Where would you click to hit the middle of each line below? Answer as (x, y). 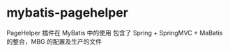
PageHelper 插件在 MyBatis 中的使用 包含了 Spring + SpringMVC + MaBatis (115, 33)
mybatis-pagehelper (67, 13)
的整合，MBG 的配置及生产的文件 (54, 41)
